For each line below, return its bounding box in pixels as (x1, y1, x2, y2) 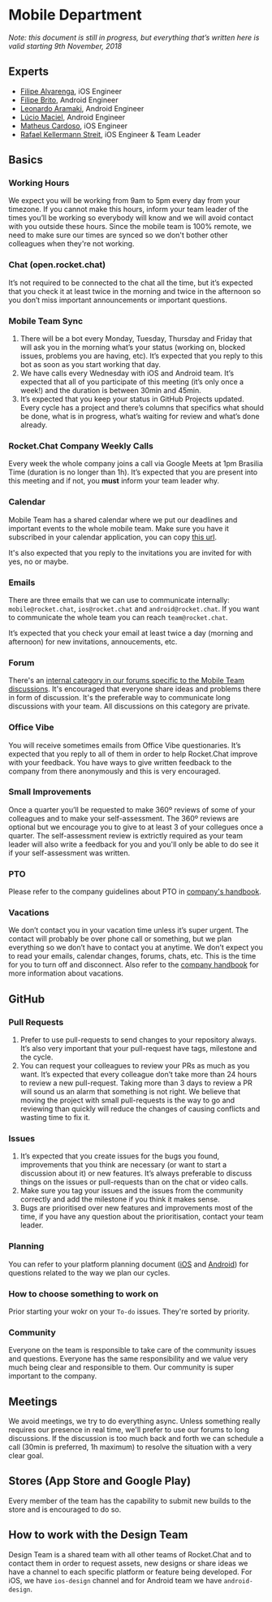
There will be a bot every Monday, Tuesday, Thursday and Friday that (19, 334, 253, 344)
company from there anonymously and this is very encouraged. (8, 766, 221, 776)
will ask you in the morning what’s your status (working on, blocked (19, 343, 246, 353)
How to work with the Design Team (8, 1528, 188, 1542)
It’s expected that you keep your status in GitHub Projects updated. (19, 394, 245, 404)
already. (19, 420, 48, 430)
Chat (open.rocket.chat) (8, 259, 106, 271)
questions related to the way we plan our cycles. (8, 1267, 171, 1277)
